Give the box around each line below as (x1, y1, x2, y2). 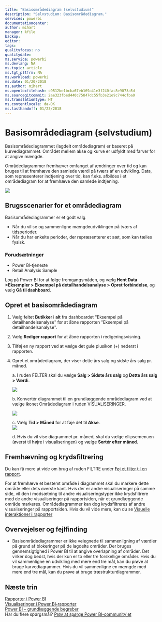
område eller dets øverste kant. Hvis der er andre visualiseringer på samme (5, 485, 155, 491)
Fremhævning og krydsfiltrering (5, 453, 104, 461)
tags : (5, 43, 16, 48)
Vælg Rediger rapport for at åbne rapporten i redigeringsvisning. (12, 334, 142, 339)
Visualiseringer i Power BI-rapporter (5, 601, 77, 607)
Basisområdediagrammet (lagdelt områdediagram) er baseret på (5, 143, 133, 149)
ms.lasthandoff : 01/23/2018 (5, 106, 62, 112)
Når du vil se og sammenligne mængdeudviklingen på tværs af (12, 223, 138, 229)
